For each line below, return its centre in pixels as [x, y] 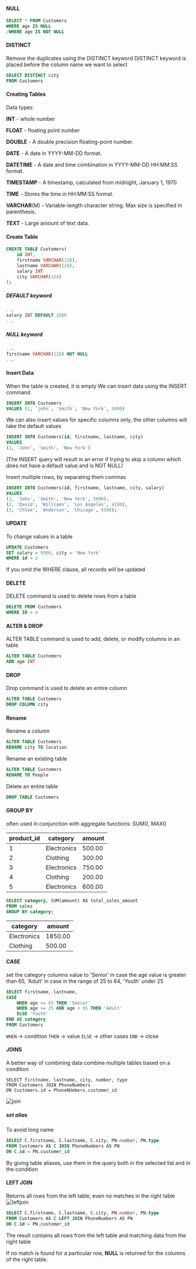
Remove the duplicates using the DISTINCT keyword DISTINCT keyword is [96, 59]
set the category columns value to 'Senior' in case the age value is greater [96, 975]
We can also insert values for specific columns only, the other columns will [97, 420]
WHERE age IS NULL [29, 27]
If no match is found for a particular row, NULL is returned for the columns [96, 1253]
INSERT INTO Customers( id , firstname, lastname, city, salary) [85, 488]
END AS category [26, 1019]
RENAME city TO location [36, 747]
